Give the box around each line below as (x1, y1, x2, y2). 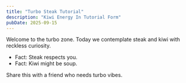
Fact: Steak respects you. (14, 54, 77, 61)
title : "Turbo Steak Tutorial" (6, 8, 84, 15)
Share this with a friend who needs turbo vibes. (6, 72, 123, 79)
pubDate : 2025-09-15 (6, 20, 58, 25)
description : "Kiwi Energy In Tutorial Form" (6, 14, 121, 20)
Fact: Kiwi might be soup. (14, 60, 77, 67)
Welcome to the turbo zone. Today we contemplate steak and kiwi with (6, 36, 181, 43)
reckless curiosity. (6, 42, 51, 49)
